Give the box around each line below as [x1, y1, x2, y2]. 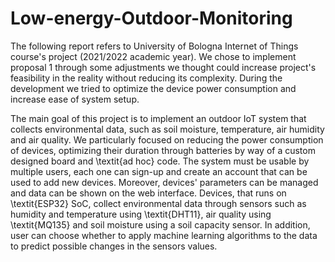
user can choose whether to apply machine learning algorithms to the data [10, 229, 318, 241]
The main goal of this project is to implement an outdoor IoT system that [10, 112, 307, 124]
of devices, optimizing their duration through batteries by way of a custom [10, 144, 316, 156]
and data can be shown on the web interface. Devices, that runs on [10, 187, 287, 199]
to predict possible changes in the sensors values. [10, 240, 218, 252]
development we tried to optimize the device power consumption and [10, 82, 297, 94]
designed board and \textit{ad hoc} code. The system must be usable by [10, 155, 310, 167]
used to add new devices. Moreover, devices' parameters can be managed [10, 176, 319, 188]
